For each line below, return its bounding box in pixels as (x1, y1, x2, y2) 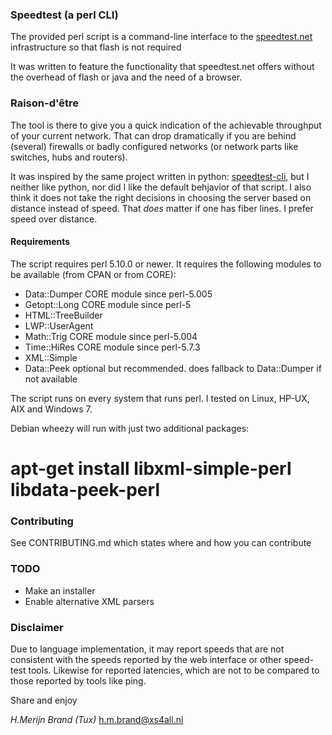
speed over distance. (10, 213, 98, 225)
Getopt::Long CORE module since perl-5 (24, 298, 192, 310)
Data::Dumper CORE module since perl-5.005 (24, 288, 213, 300)
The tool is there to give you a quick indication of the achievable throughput (10, 119, 322, 131)
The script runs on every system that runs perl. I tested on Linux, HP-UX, (10, 392, 310, 404)
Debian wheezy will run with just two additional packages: (10, 422, 250, 434)
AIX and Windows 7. (10, 403, 93, 415)
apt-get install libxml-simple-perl (10, 457, 292, 480)
